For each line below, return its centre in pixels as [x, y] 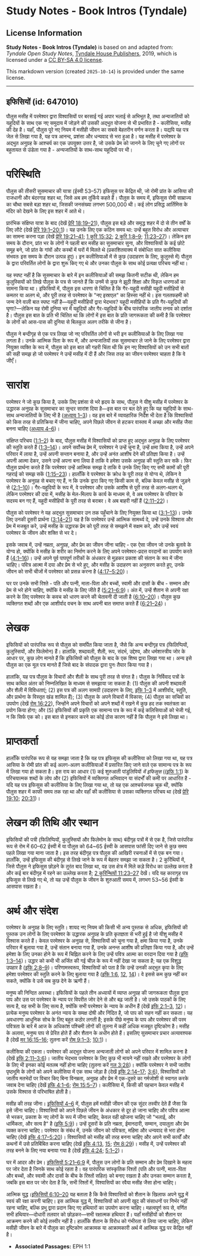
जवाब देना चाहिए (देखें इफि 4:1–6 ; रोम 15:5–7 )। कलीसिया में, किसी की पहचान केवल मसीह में [95, 1085]
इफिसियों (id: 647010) [42, 102]
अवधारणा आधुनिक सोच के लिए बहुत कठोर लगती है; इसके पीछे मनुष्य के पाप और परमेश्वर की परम [96, 1020]
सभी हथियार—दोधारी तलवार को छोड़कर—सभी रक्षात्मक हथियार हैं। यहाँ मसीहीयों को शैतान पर [94, 1214]
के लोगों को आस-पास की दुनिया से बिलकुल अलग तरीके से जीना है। [69, 322]
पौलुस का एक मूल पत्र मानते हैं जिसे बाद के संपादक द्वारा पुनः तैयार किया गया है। [79, 665]
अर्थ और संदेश [32, 911]
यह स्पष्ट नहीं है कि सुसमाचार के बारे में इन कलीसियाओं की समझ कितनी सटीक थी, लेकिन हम [93, 275]
